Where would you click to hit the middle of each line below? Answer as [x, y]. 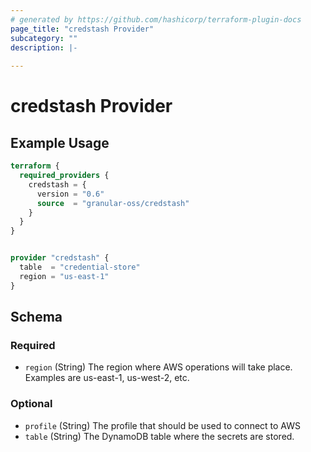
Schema [36, 317]
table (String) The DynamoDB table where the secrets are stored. [159, 436]
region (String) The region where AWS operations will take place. [158, 367]
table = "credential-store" [80, 267]
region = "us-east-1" [64, 276]
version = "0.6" [70, 194]
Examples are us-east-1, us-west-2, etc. [107, 378]
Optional [31, 404]
